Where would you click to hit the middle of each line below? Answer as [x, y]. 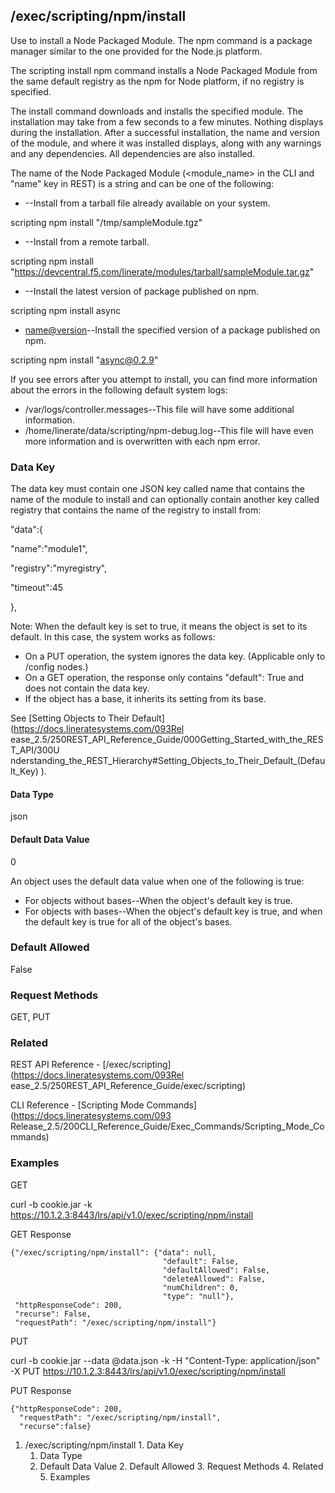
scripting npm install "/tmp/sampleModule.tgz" [106, 222]
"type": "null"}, [198, 1296]
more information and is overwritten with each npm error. [142, 441]
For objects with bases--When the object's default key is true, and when [173, 911]
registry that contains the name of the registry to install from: [136, 510]
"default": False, [201, 1261]
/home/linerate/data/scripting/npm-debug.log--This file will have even [169, 430]
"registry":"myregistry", [58, 568]
